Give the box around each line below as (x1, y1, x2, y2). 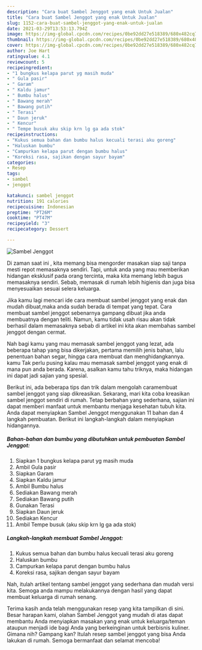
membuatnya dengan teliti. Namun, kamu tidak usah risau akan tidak (7, 316, 176, 323)
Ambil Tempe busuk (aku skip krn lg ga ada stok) (15, 520, 137, 528)
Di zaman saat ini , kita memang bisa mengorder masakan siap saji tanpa (7, 259, 186, 266)
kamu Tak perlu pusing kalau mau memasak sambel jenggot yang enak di (7, 359, 188, 366)
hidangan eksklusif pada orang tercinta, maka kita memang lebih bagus (7, 272, 183, 279)
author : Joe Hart (7, 48, 50, 54)
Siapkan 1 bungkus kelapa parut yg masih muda (15, 457, 134, 464)
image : (7, 31, 23, 37)
